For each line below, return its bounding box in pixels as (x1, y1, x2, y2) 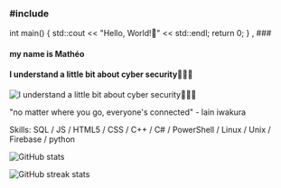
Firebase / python (9, 134, 75, 145)
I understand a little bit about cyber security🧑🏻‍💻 (9, 69, 193, 80)
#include (9, 7, 50, 20)
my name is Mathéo (9, 48, 85, 59)
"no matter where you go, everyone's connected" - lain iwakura (9, 107, 247, 117)
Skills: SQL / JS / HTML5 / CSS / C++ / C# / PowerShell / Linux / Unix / (9, 125, 271, 136)
